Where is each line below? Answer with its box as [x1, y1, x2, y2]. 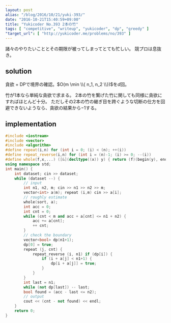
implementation [5, 120, 57, 129]
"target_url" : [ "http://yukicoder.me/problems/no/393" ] [5, 31, 131, 36]
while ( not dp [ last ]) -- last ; [23, 284, 90, 290]
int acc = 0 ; [23, 204, 51, 209]
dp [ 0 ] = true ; [23, 242, 53, 247]
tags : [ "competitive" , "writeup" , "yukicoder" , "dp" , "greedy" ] [5, 26, 149, 32]
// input [23, 181, 42, 186]
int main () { [5, 166, 33, 171]
